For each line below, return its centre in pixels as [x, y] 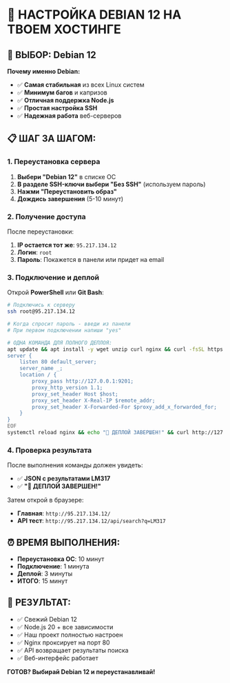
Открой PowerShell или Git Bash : [56, 292]
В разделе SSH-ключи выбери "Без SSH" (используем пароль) [111, 184]
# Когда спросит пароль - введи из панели [69, 324]
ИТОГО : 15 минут [42, 581]
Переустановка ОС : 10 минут [61, 559]
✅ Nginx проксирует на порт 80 [63, 642]
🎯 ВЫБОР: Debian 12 [52, 55]
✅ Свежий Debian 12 [47, 619]
